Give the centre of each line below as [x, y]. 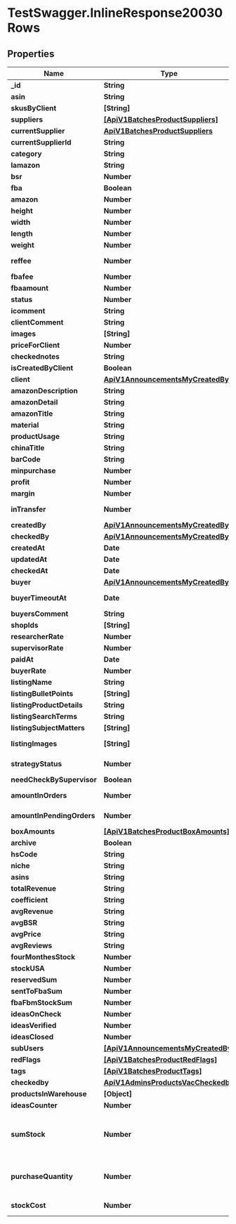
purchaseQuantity [42, 1176]
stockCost [28, 1205]
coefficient [29, 900]
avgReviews [32, 946]
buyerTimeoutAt [39, 598]
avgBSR [24, 923]
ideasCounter [34, 1105]
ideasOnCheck [36, 1014]
